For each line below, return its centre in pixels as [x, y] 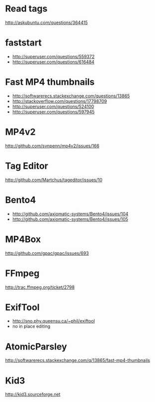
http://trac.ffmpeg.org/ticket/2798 [40, 287]
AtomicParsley [36, 346]
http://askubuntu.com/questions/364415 [46, 22]
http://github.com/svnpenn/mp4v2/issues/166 [52, 146]
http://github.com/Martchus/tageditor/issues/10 [54, 180]
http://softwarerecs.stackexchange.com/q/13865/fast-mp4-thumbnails [78, 361]
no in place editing [31, 326]
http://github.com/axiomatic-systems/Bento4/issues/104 [70, 214]
